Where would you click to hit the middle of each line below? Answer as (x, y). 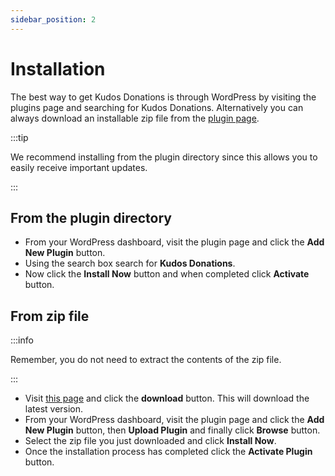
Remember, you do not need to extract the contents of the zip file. (146, 360)
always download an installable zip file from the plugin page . (135, 118)
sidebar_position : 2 (53, 19)
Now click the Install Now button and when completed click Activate (167, 274)
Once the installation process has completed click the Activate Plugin (168, 452)
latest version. (54, 409)
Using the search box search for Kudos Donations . (130, 263)
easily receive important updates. (79, 167)
